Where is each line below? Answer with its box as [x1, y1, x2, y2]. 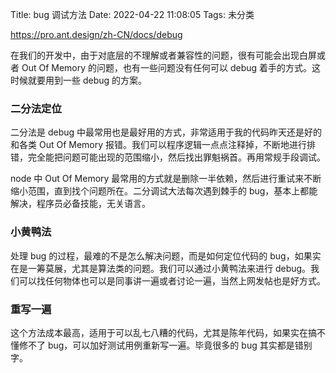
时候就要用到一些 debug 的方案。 [10, 74, 148, 86]
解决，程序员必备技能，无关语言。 [10, 198, 151, 210]
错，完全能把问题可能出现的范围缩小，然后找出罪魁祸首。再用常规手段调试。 [10, 151, 326, 163]
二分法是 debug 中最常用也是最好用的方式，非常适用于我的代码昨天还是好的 [10, 126, 323, 138]
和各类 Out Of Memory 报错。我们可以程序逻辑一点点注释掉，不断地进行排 [10, 139, 317, 151]
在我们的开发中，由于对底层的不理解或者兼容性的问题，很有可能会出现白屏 [10, 49, 317, 61]
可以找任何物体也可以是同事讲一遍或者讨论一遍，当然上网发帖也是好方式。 [18, 274, 326, 287]
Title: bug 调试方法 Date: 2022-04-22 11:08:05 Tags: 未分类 [10, 9, 255, 20]
